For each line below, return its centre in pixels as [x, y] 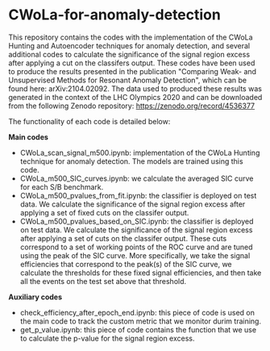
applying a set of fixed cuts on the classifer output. [104, 212]
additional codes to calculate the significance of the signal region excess [129, 54]
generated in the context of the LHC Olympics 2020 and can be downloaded [135, 97]
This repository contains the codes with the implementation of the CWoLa [131, 37]
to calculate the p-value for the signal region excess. [107, 338]
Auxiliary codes [35, 297]
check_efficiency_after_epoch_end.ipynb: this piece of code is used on [137, 312]
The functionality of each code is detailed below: [89, 121]
